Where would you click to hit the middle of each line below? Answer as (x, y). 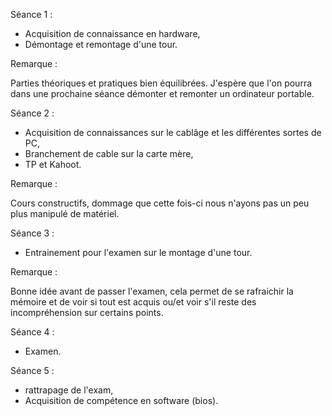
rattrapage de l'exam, (69, 390)
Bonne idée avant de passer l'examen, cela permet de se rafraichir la (152, 291)
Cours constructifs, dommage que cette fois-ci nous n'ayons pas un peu (160, 203)
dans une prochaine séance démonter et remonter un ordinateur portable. (162, 93)
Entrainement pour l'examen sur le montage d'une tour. (138, 252)
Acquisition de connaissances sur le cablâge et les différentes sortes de (173, 132)
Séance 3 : (32, 233)
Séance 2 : (32, 113)
